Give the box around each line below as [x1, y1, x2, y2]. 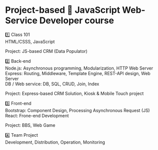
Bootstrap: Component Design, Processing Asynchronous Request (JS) [5, 107, 150, 113]
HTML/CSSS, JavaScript [5, 38, 55, 44]
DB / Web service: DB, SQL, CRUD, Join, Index [5, 81, 100, 87]
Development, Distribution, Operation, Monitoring [5, 139, 105, 145]
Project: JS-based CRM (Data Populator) [5, 48, 88, 54]
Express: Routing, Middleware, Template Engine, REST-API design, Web [5, 70, 151, 76]
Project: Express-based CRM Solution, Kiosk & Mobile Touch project [5, 90, 144, 96]
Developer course [39, 15, 115, 26]
